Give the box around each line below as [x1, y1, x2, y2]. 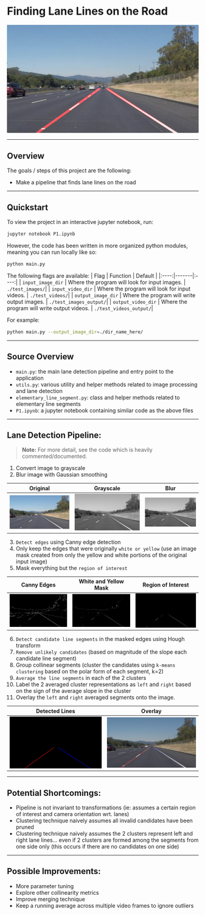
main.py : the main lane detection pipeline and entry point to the [15, 367, 174, 375]
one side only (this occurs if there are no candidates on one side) [15, 843, 179, 850]
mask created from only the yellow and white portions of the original [15, 551, 187, 559]
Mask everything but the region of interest [15, 564, 128, 571]
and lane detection [15, 387, 63, 394]
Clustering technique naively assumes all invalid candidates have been [15, 817, 193, 825]
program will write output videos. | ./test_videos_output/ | [7, 304, 154, 312]
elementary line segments [15, 400, 81, 407]
